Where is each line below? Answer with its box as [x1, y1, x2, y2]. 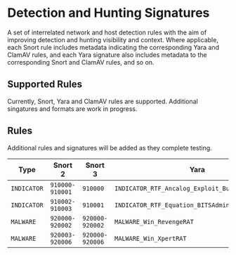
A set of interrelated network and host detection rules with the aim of [7, 28, 207, 37]
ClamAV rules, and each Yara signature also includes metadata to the [7, 51, 207, 59]
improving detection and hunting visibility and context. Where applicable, [7, 35, 219, 44]
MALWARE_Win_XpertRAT [114, 234, 187, 242]
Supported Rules [7, 79, 83, 91]
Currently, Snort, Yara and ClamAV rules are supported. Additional [7, 97, 198, 105]
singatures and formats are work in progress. [7, 104, 138, 113]
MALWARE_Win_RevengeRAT [114, 218, 195, 225]
